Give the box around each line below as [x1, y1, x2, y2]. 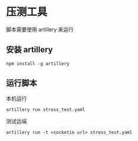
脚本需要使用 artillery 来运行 [6, 26, 74, 33]
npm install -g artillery [6, 61, 69, 66]
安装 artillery [6, 45, 53, 55]
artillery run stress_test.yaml [6, 106, 85, 112]
